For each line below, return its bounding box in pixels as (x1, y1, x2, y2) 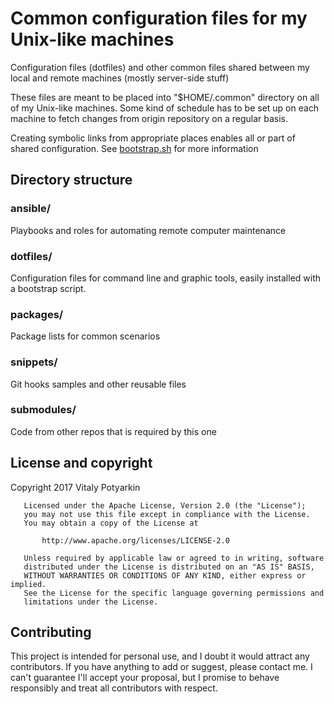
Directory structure (10, 172, 133, 189)
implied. (10, 579, 47, 589)
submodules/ (10, 403, 77, 417)
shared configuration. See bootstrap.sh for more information (10, 142, 259, 154)
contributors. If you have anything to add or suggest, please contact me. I (10, 661, 313, 673)
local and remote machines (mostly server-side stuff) (10, 72, 230, 84)
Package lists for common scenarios (10, 330, 161, 342)
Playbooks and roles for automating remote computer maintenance (10, 224, 287, 236)
